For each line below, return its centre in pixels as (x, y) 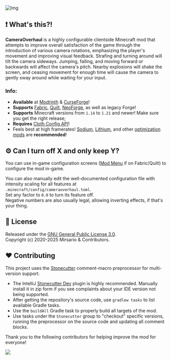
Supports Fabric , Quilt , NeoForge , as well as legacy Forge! (74, 108)
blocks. (20, 327)
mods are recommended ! (40, 135)
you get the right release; (39, 118)
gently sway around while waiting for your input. (56, 77)
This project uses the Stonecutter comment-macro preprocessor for (77, 268)
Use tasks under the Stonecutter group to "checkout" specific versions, (88, 316)
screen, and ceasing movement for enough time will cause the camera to (82, 72)
